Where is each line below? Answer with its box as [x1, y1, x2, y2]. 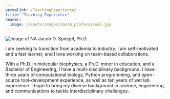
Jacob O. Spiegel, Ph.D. [38, 36, 88, 42]
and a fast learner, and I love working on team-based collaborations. [5, 51, 150, 57]
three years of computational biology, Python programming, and [5, 72, 141, 78]
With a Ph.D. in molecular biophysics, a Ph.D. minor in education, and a [5, 61, 155, 67]
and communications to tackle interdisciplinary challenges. [5, 88, 130, 94]
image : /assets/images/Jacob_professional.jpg [10, 21, 111, 27]
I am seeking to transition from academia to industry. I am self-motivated [5, 45, 159, 52]
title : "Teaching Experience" [5, 12, 70, 17]
